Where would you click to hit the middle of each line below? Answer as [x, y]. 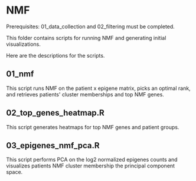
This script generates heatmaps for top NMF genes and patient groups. [93, 127]
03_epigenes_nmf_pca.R [53, 145]
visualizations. [24, 44]
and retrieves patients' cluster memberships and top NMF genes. [85, 94]
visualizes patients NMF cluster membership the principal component [91, 166]
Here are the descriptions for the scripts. [55, 55]
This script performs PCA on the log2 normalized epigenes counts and [92, 160]
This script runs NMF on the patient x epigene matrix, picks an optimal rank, [98, 88]
